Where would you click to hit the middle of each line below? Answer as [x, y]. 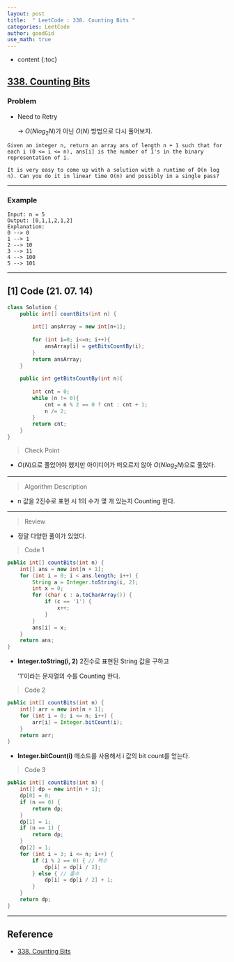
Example [22, 200]
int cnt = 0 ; [51, 392]
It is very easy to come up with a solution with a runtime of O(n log [113, 170]
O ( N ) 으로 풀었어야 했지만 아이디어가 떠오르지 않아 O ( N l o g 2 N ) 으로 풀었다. [116, 466]
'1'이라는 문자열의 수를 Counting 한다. [69, 676]
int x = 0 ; [48, 589]
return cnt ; [50, 424]
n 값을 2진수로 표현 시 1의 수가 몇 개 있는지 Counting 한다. [96, 501]
